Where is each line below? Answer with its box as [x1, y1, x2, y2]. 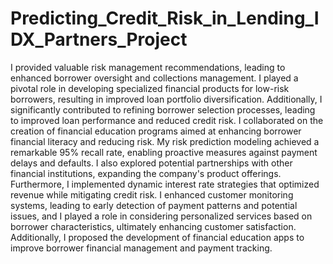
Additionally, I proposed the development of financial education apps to [10, 231, 305, 243]
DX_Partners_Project [10, 28, 188, 51]
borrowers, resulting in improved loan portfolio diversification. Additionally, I [10, 93, 323, 105]
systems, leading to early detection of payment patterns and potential [10, 199, 298, 211]
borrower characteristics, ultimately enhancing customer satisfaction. [10, 220, 297, 232]
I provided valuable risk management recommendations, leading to [10, 61, 286, 73]
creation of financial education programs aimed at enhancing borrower [10, 125, 302, 137]
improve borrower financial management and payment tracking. [10, 242, 273, 254]
